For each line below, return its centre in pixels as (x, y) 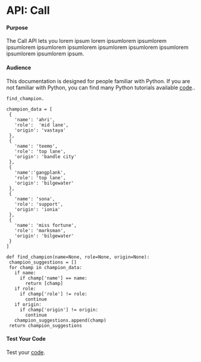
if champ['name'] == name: (53, 278)
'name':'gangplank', (40, 173)
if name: (25, 273)
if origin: (28, 304)
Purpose (17, 27)
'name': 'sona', (35, 199)
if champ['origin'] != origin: (59, 310)
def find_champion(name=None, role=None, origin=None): (78, 257)
